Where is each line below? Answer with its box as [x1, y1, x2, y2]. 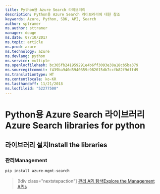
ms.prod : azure [5, 44, 37, 49]
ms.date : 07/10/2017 [5, 35, 48, 40]
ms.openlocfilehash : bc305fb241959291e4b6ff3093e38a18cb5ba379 [5, 63, 139, 68]
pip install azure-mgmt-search [5, 169, 70, 174]
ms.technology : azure [5, 49, 50, 54]
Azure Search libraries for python [5, 120, 145, 131]
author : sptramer [5, 21, 41, 26]
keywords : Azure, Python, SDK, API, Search [5, 16, 97, 21]
